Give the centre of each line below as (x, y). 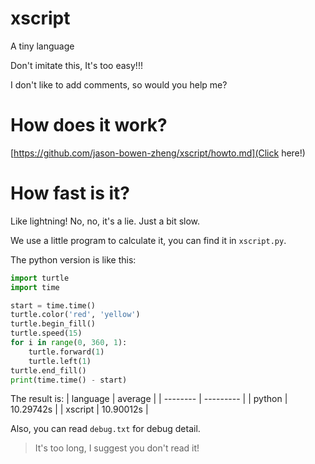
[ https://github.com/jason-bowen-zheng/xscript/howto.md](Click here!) (158, 153)
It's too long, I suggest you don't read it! (117, 448)
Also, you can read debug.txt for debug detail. (105, 429)
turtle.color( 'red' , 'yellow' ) (75, 315)
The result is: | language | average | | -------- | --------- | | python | (149, 399)
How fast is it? (70, 193)
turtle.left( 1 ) (60, 361)
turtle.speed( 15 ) (46, 333)
